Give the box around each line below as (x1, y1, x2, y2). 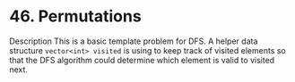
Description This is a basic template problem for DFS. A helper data (9, 36, 258, 46)
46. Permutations (9, 6, 142, 27)
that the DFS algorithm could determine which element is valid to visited (9, 54, 275, 65)
